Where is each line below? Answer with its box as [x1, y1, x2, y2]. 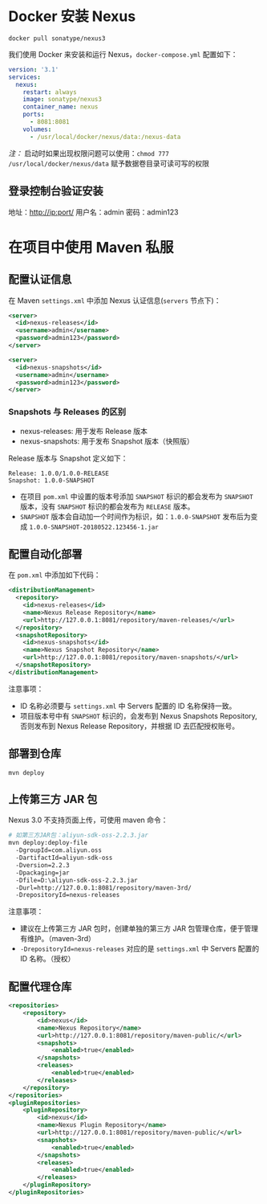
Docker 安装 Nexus [8, 7, 136, 26]
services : [8, 73, 42, 81]
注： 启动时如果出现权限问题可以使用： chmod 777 [8, 148, 170, 158]
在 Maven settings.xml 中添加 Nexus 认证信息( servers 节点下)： [8, 295, 221, 305]
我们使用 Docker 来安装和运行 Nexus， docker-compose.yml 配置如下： [8, 49, 238, 59]
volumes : [22, 125, 52, 133]
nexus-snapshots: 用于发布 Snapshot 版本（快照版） [19, 436, 194, 446]
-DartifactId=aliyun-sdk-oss [15, 854, 113, 862]
